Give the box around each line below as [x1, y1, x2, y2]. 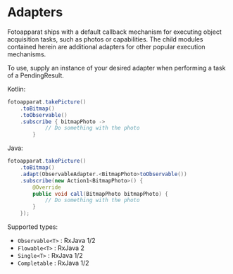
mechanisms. [7, 50, 46, 58]
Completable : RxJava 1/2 [17, 259, 89, 268]
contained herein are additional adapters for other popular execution [7, 42, 206, 51]
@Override [32, 184, 61, 191]
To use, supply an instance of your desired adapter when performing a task [7, 63, 226, 72]
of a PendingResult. [7, 71, 65, 80]
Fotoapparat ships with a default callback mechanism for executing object [7, 27, 222, 36]
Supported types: [7, 223, 58, 231]
